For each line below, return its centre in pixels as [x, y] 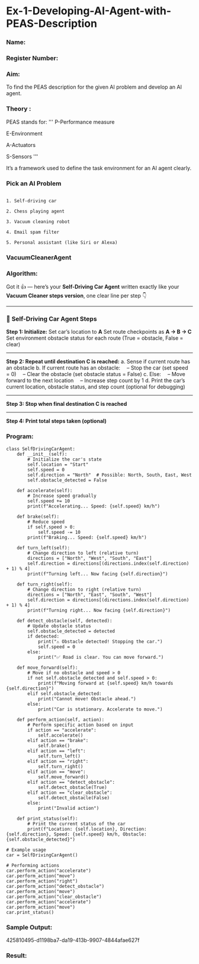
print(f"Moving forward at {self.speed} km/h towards [105, 683]
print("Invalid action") [68, 808]
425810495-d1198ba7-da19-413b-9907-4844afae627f [73, 940]
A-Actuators [21, 145]
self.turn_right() [60, 766]
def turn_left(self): [43, 548]
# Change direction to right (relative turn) [85, 589]
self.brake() [54, 746]
